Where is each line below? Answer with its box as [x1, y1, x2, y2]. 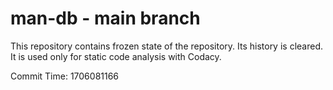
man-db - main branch [10, 7, 201, 30]
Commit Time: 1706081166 [10, 70, 120, 82]
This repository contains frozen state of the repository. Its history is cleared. [10, 40, 323, 52]
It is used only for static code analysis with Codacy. [10, 50, 222, 62]
